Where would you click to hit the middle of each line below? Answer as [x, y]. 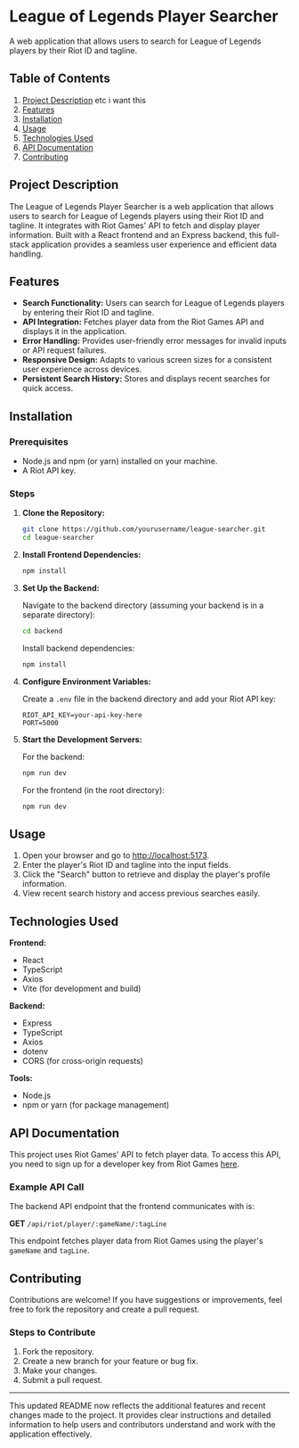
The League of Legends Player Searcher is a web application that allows [141, 206]
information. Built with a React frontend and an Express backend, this [136, 234]
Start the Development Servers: [82, 739]
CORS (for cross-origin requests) [83, 1061]
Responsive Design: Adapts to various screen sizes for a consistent [147, 360]
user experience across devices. [82, 369]
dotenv [35, 1051]
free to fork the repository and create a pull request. [105, 1309]
